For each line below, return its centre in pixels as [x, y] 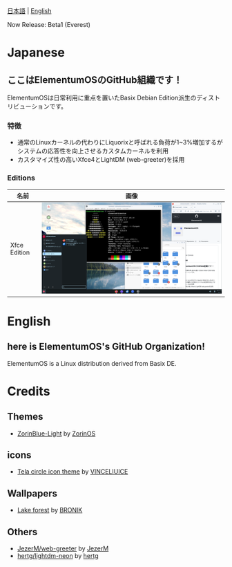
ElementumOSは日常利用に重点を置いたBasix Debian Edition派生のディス [111, 97]
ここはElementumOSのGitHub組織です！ [95, 80]
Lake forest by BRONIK [50, 510]
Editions [21, 178]
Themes [25, 417]
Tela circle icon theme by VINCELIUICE [72, 472]
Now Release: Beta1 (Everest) [49, 25]
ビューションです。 [40, 106]
